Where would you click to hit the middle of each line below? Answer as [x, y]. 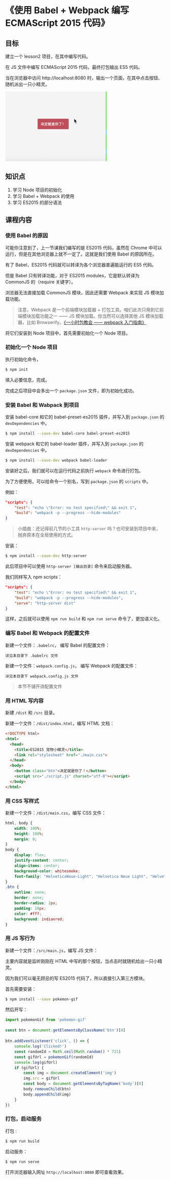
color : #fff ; [28, 914]
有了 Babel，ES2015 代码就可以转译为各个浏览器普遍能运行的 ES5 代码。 [81, 265]
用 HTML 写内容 [25, 700]
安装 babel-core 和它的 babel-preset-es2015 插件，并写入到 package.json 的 [85, 417]
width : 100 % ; [28, 828]
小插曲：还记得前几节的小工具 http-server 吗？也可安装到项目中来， [89, 529]
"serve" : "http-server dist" [45, 603]
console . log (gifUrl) [36, 1062]
